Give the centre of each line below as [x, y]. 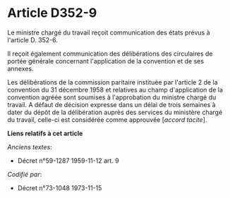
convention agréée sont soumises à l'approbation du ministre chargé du [112, 97]
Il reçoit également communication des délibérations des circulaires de [110, 54]
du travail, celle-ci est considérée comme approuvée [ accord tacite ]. [107, 119]
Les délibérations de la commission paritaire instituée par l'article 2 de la [113, 82]
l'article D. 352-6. [33, 39]
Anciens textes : [30, 147]
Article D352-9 [52, 13]
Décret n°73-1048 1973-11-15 [60, 187]
